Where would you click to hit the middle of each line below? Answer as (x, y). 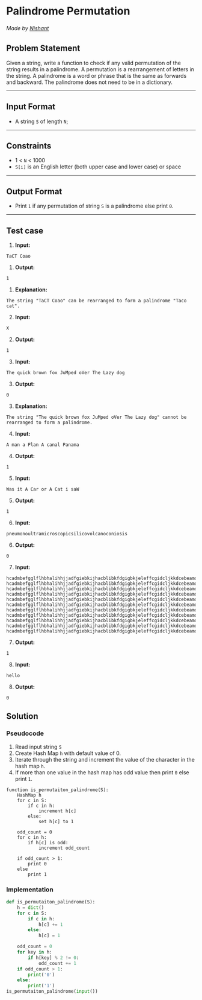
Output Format (34, 191)
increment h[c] (57, 811)
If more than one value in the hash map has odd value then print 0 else (102, 772)
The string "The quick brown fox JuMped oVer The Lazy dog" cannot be (96, 418)
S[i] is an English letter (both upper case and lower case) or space (98, 167)
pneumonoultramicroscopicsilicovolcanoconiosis (67, 534)
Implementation (30, 890)
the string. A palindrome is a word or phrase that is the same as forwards (96, 75)
